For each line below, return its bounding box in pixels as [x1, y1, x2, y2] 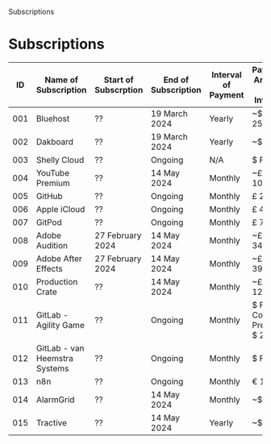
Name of [44, 74, 79, 85]
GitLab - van [35, 342, 85, 354]
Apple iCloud [35, 203, 85, 214]
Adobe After [35, 253, 82, 264]
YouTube [35, 167, 70, 178]
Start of [103, 74, 135, 85]
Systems [35, 363, 69, 374]
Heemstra [35, 352, 74, 363]
